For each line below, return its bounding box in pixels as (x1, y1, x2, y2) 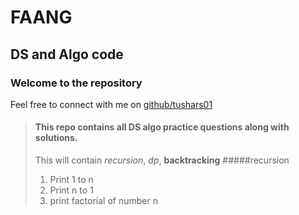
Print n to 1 (49, 184, 94, 196)
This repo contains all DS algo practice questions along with (34, 121, 290, 133)
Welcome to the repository (10, 76, 143, 90)
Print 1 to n (49, 174, 94, 186)
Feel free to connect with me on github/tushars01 (10, 98, 213, 110)
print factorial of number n (49, 195, 158, 207)
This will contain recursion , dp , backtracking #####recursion (34, 154, 290, 166)
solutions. (34, 132, 78, 144)
